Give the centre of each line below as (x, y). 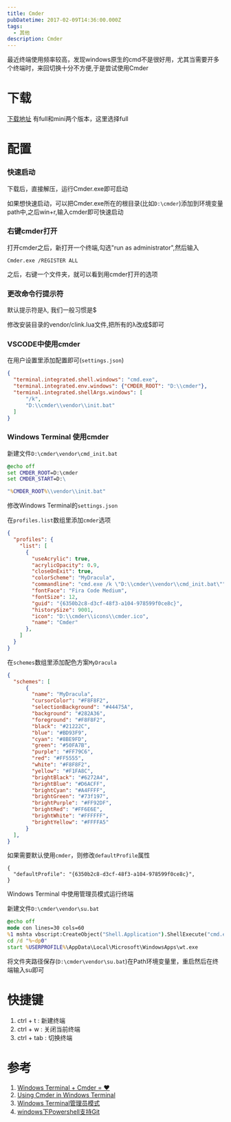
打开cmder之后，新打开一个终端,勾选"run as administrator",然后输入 (103, 247)
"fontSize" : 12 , (55, 597)
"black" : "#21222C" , (61, 726)
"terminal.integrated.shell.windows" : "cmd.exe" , (86, 380)
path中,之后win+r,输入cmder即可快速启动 (65, 212)
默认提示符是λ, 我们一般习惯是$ (52, 310)
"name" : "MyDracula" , (63, 694)
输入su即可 (29, 969)
